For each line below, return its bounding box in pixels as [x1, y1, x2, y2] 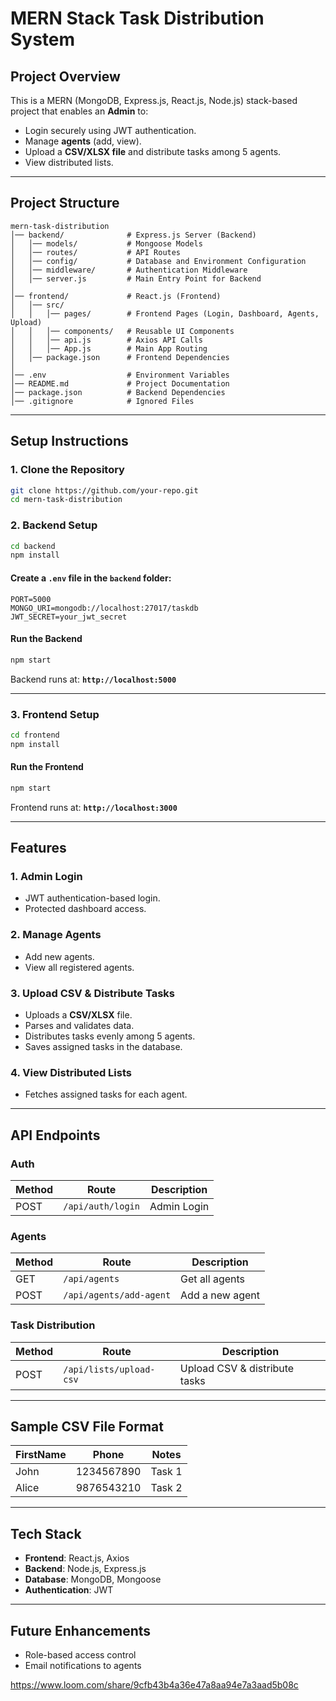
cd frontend [10, 730, 60, 740]
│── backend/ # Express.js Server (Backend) [10, 230, 257, 240]
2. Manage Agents [10, 928, 102, 942]
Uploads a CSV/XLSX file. [24, 1008, 133, 1021]
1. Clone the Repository [10, 463, 125, 477]
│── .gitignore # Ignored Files [10, 396, 195, 406]
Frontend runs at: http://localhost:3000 [10, 801, 178, 813]
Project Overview [10, 68, 121, 85]
